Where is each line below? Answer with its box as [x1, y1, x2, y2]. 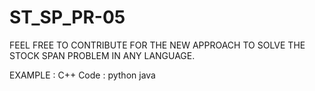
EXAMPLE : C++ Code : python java [9, 69, 156, 81]
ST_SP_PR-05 [9, 6, 126, 29]
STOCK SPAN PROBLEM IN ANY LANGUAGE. [9, 49, 196, 61]
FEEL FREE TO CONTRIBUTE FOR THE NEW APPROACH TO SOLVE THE [9, 39, 306, 51]
